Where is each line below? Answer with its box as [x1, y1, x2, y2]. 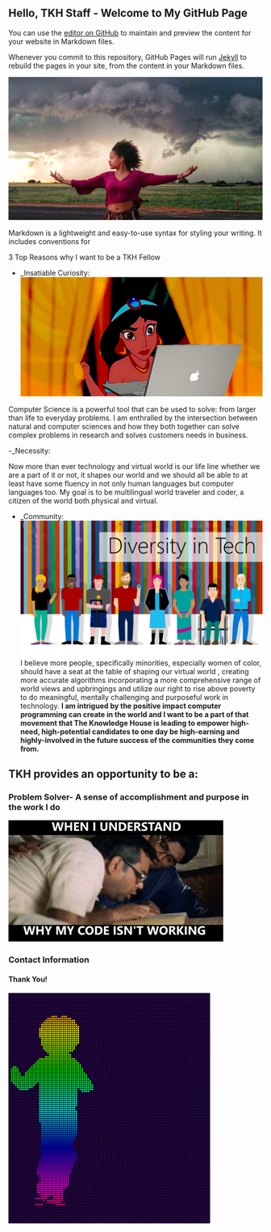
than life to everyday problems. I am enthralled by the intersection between [8, 412, 258, 423]
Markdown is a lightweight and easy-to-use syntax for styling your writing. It [8, 228, 262, 238]
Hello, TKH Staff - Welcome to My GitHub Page [8, 6, 248, 20]
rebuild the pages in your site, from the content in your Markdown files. [8, 61, 244, 70]
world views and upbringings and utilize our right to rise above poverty [19, 683, 256, 694]
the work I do [8, 802, 60, 813]
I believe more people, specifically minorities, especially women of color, [19, 658, 262, 668]
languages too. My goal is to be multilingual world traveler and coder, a [8, 487, 244, 496]
